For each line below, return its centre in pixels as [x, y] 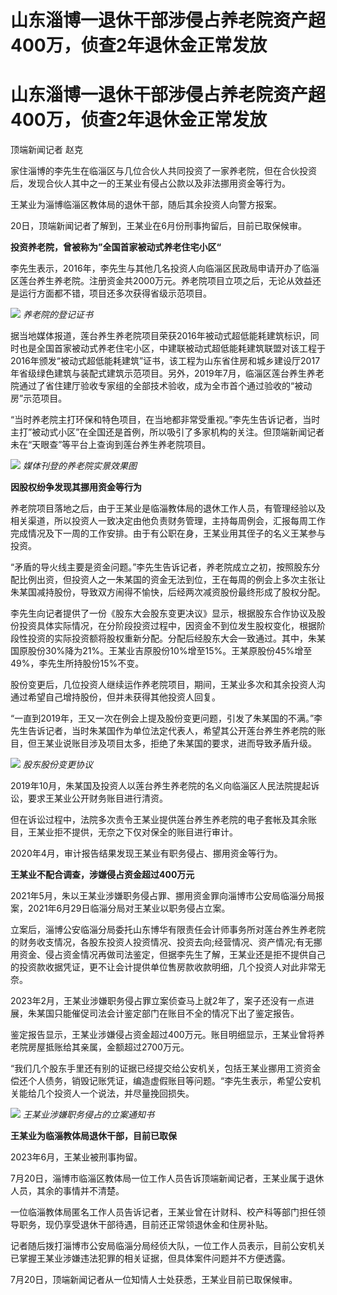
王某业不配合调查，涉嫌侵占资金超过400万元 [102, 875]
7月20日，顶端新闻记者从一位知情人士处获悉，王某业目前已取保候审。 [154, 1280]
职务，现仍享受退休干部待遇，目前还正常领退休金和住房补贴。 [145, 1225]
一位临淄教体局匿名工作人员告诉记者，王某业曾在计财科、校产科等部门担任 [163, 1212]
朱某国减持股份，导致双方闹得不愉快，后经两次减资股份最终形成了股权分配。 [168, 592]
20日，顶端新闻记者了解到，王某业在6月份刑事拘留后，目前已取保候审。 [159, 226]
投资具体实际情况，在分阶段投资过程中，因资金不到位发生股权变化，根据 [167, 626]
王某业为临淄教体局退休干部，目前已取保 [93, 1136]
